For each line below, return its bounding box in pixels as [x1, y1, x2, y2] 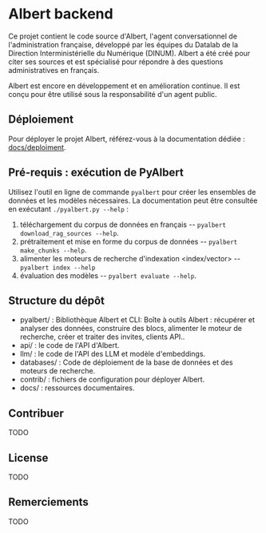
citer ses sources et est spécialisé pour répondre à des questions [8, 57, 224, 67]
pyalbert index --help [19, 264, 96, 272]
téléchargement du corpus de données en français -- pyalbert [19, 220, 226, 229]
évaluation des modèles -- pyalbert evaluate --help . [19, 270, 197, 281]
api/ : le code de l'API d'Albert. [19, 341, 120, 350]
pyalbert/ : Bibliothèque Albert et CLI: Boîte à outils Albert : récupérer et [19, 315, 256, 325]
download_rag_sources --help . [19, 228, 120, 237]
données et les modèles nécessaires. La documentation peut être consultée [8, 196, 258, 205]
